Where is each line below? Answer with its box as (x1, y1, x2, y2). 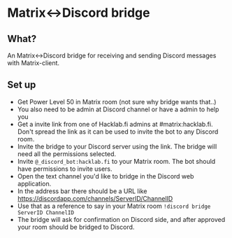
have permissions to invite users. (17, 164, 113, 173)
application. (17, 179, 52, 188)
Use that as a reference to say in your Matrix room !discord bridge (17, 202, 211, 210)
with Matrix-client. (7, 59, 60, 67)
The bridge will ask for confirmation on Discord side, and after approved (17, 215, 226, 223)
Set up (7, 79, 36, 91)
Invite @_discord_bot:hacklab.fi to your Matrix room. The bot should (17, 157, 216, 165)
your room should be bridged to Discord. (17, 223, 135, 231)
